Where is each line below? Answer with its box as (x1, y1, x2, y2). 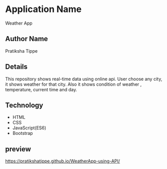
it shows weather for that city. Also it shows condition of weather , (5, 81, 142, 87)
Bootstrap (12, 130, 33, 136)
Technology (5, 101, 44, 109)
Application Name (5, 4, 82, 15)
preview (5, 144, 31, 153)
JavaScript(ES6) (12, 125, 47, 131)
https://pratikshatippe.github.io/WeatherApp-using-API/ (5, 158, 120, 164)
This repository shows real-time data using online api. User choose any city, (5, 76, 162, 82)
